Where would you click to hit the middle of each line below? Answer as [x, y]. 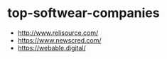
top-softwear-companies [83, 13]
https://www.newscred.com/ [59, 40]
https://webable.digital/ [52, 48]
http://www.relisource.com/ [58, 33]
